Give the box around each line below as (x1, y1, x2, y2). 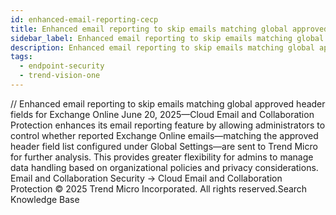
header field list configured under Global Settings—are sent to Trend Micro (10, 140, 318, 152)
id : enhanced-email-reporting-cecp (10, 14, 159, 25)
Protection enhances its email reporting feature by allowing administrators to (10, 119, 326, 131)
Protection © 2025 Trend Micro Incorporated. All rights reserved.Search (10, 182, 308, 195)
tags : (10, 52, 33, 62)
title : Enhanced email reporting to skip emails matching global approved (10, 24, 329, 34)
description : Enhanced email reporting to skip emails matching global (10, 42, 315, 53)
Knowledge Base (10, 193, 80, 205)
